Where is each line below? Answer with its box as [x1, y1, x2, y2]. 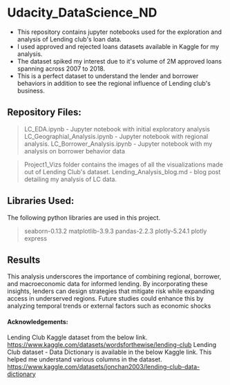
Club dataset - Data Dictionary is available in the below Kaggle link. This [7, 348, 212, 356]
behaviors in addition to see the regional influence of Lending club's [17, 79, 211, 87]
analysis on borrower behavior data [23, 147, 126, 155]
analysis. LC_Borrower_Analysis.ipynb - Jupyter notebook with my [23, 140, 213, 148]
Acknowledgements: [7, 317, 69, 326]
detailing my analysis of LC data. [23, 175, 117, 183]
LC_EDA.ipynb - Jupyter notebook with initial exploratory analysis [23, 124, 211, 133]
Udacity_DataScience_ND [7, 5, 157, 21]
